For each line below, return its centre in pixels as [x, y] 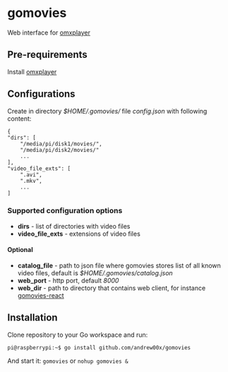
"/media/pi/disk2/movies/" [60, 150]
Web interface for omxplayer [49, 32]
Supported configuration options [65, 211]
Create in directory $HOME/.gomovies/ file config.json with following [107, 111]
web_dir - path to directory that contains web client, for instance [112, 288]
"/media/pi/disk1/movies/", [61, 144]
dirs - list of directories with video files [74, 226]
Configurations [41, 94]
